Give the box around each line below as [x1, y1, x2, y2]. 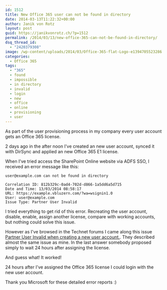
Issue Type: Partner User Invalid [5, 199, 77, 204]
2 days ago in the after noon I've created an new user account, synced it [5, 143, 155, 149]
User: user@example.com [5, 195, 55, 200]
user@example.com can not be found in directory [5, 173, 108, 178]
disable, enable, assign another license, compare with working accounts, [5, 213, 155, 219]
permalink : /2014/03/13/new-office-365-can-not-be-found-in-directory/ [5, 36, 157, 41]
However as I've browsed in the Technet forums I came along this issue [5, 228, 152, 234]
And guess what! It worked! [5, 254, 62, 260]
